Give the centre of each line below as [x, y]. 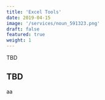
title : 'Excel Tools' [34, 12]
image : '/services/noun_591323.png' [53, 23]
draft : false [23, 29]
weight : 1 [19, 40]
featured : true [26, 35]
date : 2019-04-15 [29, 18]
